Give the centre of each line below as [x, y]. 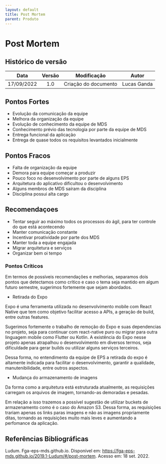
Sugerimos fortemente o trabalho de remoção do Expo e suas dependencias [83, 327]
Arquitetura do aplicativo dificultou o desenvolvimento [67, 183]
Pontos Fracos [28, 156]
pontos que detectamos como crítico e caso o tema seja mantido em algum [82, 282]
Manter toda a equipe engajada [44, 242]
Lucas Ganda [138, 84]
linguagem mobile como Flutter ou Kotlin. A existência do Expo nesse [76, 337]
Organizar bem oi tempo [37, 253]
